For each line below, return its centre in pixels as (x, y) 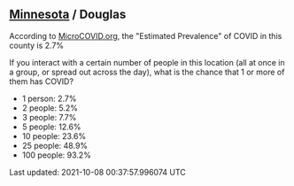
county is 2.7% (37, 45)
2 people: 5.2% (50, 108)
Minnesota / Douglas (68, 15)
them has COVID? (41, 81)
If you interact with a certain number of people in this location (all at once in (147, 62)
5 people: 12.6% (51, 127)
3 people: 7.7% (49, 117)
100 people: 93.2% (56, 155)
